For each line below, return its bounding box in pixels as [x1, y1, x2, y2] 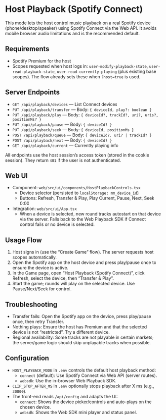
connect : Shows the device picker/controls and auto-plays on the [19, 399, 152, 405]
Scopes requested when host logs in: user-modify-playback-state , [12, 63, 148, 69]
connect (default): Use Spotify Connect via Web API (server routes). [19, 372, 157, 378]
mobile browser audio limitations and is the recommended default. [5, 30, 140, 36]
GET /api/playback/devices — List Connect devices [12, 101, 118, 107]
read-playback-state [12, 69, 55, 74]
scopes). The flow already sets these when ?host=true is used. [12, 73, 141, 80]
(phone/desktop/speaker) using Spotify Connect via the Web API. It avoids [5, 25, 157, 31]
